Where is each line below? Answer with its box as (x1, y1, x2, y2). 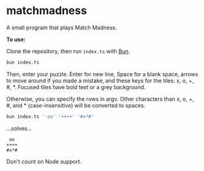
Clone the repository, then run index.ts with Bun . (6, 47, 130, 55)
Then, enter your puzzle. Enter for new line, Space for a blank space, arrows (6, 70, 199, 78)
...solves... (6, 125, 32, 132)
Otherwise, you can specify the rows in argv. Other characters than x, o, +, (6, 95, 194, 103)
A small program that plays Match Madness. (6, 24, 117, 31)
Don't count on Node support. (6, 158, 82, 165)
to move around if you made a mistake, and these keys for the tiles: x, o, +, (6, 77, 194, 84)
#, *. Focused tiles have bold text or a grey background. (6, 83, 146, 90)
